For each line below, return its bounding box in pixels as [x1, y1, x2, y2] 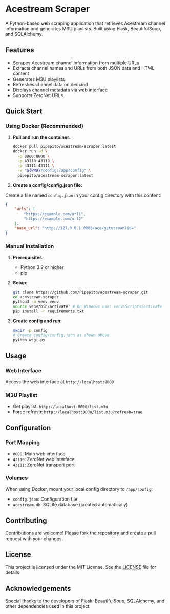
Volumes [5, 474, 28, 482]
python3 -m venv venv [12, 299, 59, 304]
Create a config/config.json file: [12, 182, 83, 188]
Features [5, 46, 34, 54]
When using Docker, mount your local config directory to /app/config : [5, 486, 153, 492]
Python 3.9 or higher [20, 264, 64, 270]
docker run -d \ [12, 149, 48, 154]
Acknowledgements [5, 584, 71, 593]
